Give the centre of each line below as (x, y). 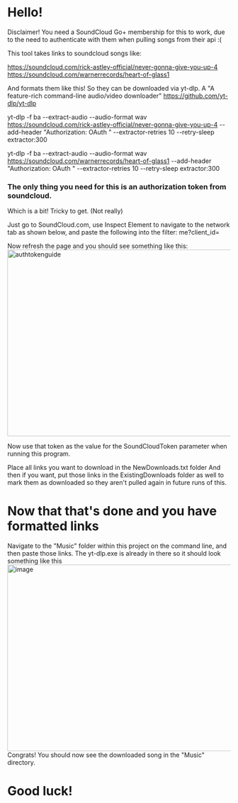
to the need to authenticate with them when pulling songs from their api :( (114, 39)
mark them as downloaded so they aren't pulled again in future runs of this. (117, 483)
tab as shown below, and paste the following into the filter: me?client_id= (114, 232)
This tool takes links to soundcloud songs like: (74, 53)
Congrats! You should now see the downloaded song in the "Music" (106, 755)
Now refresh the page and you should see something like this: (98, 246)
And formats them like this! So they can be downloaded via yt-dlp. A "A (111, 88)
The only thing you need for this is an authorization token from (117, 186)
